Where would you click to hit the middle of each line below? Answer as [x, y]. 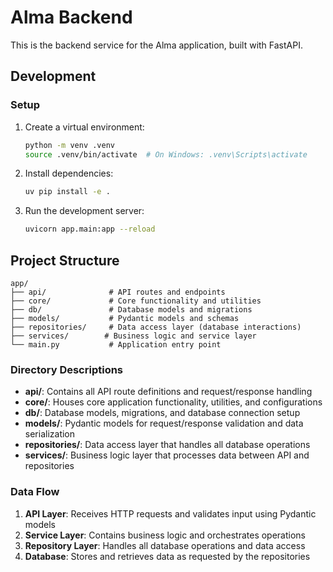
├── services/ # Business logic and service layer [133, 336]
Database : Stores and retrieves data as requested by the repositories [167, 556]
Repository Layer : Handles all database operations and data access [165, 545]
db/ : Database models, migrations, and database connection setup [162, 413]
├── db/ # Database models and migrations [131, 309]
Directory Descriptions [67, 369]
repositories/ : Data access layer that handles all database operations [167, 445]
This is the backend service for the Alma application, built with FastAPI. [156, 45]
